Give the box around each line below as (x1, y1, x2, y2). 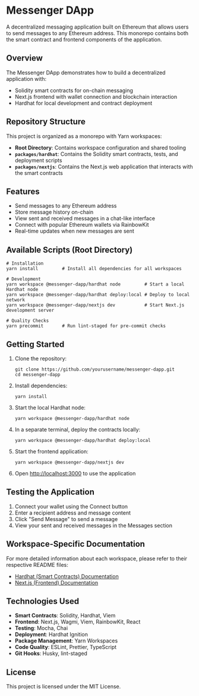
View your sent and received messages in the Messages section (14, 522, 173, 529)
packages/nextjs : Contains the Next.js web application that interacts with (14, 163, 193, 170)
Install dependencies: (14, 382, 68, 389)
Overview (6, 53, 43, 63)
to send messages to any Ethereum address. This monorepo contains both (6, 29, 189, 36)
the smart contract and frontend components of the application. (6, 36, 162, 43)
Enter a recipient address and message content (14, 509, 131, 516)
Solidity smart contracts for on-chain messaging (14, 87, 134, 94)
